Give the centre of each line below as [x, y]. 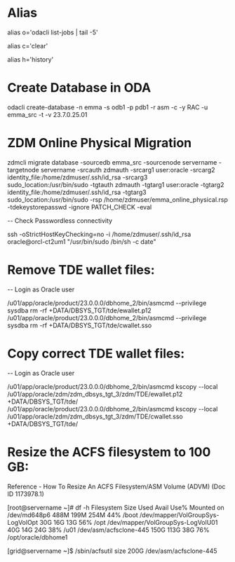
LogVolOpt [23, 522]
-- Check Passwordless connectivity [60, 220]
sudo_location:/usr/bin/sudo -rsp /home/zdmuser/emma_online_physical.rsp [117, 199]
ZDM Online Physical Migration [99, 143]
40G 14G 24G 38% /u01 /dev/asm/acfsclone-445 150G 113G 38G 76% [108, 530]
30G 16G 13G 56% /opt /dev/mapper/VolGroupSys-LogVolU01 [129, 522]
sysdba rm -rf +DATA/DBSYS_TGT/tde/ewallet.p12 [80, 310]
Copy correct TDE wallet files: [96, 354]
